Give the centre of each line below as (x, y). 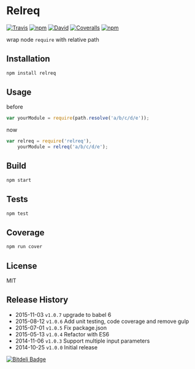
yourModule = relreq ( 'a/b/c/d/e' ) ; (63, 147)
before (15, 107)
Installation (28, 59)
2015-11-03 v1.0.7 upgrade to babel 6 (63, 314)
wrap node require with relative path (53, 39)
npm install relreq (31, 73)
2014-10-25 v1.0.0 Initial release (56, 347)
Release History (37, 300)
